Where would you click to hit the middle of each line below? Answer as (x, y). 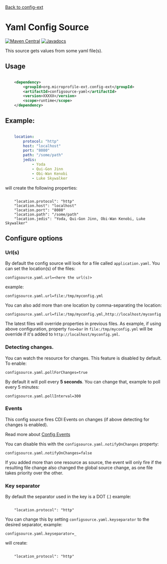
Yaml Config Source (47, 27)
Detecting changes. (29, 347)
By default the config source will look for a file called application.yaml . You (83, 263)
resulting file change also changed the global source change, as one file (79, 467)
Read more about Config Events (38, 434)
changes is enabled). (27, 425)
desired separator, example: (34, 525)
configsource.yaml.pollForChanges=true (46, 372)
